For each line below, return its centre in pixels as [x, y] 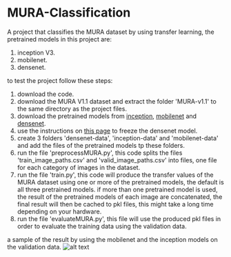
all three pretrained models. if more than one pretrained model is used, [118, 189]
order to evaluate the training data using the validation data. [102, 226]
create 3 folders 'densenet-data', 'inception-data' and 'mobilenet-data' [118, 138]
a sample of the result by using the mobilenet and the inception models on [113, 239]
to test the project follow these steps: [60, 80]
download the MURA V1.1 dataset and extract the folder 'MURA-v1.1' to [117, 101]
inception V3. [36, 53]
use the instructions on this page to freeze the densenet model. [107, 131]
